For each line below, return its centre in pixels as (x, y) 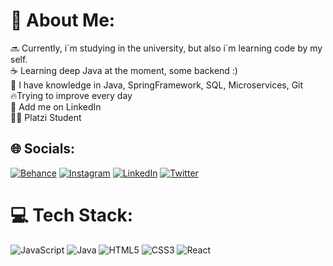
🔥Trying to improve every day (71, 95)
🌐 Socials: (43, 149)
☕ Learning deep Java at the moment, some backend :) (124, 70)
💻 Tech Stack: (72, 215)
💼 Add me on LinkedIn (56, 106)
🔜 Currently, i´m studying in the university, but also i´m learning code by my (166, 48)
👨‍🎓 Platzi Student (46, 117)
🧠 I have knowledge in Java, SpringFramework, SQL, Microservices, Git (157, 85)
